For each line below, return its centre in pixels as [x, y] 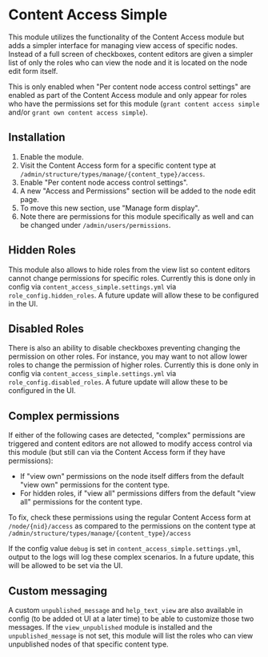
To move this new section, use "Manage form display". [110, 208]
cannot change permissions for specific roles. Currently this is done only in [132, 278]
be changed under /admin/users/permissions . [95, 225]
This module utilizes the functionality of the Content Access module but [126, 37]
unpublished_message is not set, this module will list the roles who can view [131, 636]
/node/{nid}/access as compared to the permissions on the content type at [132, 526]
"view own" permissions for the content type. [95, 485]
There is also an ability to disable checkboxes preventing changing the [124, 348]
